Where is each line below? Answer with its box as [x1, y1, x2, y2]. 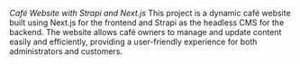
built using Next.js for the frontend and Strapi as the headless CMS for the [9, 17, 285, 28]
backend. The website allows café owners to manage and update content [9, 27, 282, 37]
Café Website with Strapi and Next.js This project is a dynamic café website [9, 8, 291, 18]
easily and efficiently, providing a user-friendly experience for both [9, 36, 258, 47]
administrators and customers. [9, 46, 123, 57]
